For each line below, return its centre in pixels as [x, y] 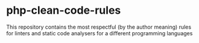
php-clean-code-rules [64, 10]
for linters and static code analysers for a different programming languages [99, 33]
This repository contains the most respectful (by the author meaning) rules [99, 27]
